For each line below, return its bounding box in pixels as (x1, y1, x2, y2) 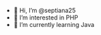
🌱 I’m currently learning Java (13, 21, 95, 28)
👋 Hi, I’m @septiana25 (13, 7, 76, 14)
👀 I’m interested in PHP (13, 13, 78, 22)
